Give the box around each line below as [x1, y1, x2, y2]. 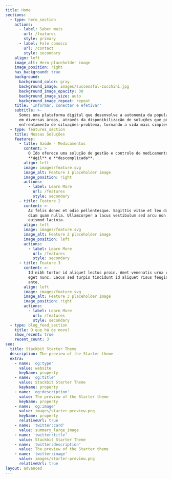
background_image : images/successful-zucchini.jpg [18, 84, 130, 89]
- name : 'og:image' [14, 404, 56, 409]
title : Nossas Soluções [14, 131, 66, 137]
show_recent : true [14, 332, 54, 337]
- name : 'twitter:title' [14, 432, 68, 437]
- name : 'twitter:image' [14, 451, 68, 457]
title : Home [5, 7, 31, 13]
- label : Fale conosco [18, 41, 68, 46]
